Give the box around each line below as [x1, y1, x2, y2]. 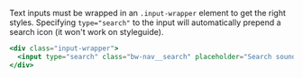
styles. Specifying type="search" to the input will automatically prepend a [9, 17, 281, 28]
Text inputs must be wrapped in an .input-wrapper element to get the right [9, 8, 287, 18]
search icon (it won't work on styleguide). [9, 27, 164, 37]
